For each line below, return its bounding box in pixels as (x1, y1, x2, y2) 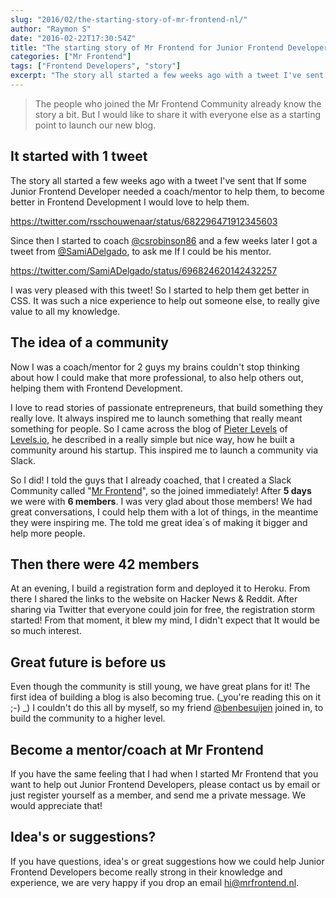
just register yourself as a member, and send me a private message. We (10, 789, 307, 801)
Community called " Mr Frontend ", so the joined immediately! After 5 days (10, 484, 312, 496)
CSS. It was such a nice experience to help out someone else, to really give (10, 294, 321, 306)
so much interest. (10, 625, 82, 637)
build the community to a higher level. (10, 712, 166, 725)
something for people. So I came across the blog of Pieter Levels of (10, 422, 288, 435)
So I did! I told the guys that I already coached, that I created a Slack (10, 474, 292, 486)
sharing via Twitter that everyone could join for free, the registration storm (10, 604, 315, 616)
